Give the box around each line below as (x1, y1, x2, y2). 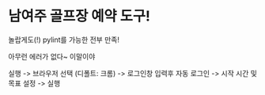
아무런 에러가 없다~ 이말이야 (8, 51, 96, 61)
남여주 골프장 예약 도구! (8, 7, 150, 25)
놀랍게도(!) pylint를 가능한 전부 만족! (8, 35, 120, 44)
